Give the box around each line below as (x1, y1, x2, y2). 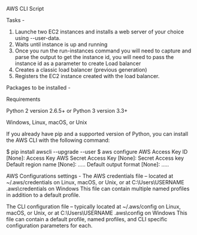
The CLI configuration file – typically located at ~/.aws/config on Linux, (6, 203, 181, 210)
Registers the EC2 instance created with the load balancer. (14, 73, 160, 79)
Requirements (6, 95, 41, 103)
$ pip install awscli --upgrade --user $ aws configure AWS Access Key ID (6, 149, 188, 155)
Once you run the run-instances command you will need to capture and (14, 47, 192, 54)
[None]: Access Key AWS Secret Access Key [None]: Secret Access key (6, 154, 184, 162)
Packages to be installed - (6, 84, 71, 91)
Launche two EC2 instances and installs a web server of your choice (14, 28, 184, 35)
